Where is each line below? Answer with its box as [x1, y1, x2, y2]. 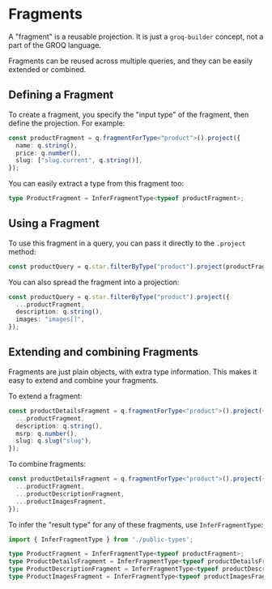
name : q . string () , [15, 141, 79, 150]
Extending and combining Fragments [8, 345, 199, 359]
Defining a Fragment [8, 88, 114, 102]
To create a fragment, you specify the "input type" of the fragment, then [8, 109, 249, 119]
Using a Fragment [8, 216, 100, 231]
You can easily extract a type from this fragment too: [8, 179, 185, 189]
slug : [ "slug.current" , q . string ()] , [15, 156, 143, 164]
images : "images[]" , [15, 315, 85, 324]
